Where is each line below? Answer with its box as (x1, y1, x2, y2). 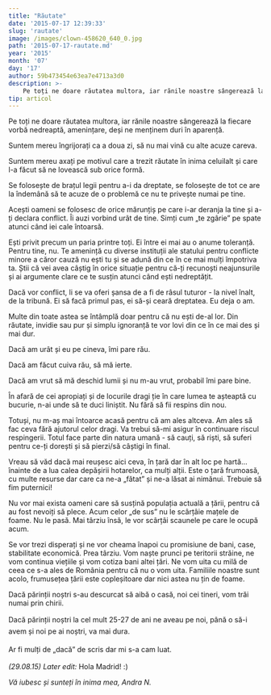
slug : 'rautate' (8, 27, 63, 35)
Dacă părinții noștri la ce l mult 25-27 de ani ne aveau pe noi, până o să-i (8, 615, 248, 625)
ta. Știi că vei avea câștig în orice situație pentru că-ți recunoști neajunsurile (8, 263, 261, 273)
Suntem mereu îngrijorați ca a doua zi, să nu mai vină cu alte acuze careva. (8, 140, 257, 150)
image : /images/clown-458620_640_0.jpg (8, 34, 143, 43)
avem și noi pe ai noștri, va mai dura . (8, 626, 131, 636)
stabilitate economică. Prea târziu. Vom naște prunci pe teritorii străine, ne (8, 548, 255, 558)
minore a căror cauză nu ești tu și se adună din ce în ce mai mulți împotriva (8, 255, 257, 265)
